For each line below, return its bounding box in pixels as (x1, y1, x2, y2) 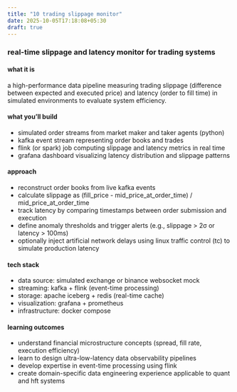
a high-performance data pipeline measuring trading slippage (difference (7, 81, 222, 89)
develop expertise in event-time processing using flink (17, 361, 177, 370)
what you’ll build (7, 112, 58, 121)
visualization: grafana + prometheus (17, 299, 124, 308)
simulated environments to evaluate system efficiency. (7, 96, 167, 104)
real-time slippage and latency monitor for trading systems (7, 47, 216, 57)
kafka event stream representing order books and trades (17, 136, 184, 144)
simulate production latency (17, 243, 100, 252)
